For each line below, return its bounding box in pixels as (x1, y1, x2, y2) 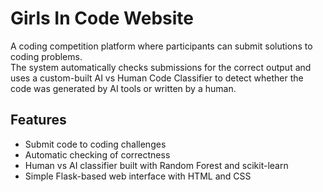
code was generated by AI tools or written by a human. (10, 82, 237, 94)
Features (10, 112, 67, 129)
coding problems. (10, 50, 83, 62)
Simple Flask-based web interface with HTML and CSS (24, 170, 252, 182)
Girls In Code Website (10, 7, 195, 30)
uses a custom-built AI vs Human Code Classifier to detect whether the (10, 72, 304, 84)
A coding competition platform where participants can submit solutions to (10, 40, 313, 52)
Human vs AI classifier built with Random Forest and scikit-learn (24, 159, 289, 171)
